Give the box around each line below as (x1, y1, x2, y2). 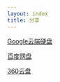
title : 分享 (7, 17, 40, 24)
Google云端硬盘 (7, 36, 53, 46)
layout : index (7, 10, 49, 18)
